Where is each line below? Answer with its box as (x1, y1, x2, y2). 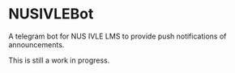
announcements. (8, 39, 65, 49)
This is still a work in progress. (8, 55, 110, 65)
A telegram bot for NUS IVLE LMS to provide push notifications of (8, 31, 227, 41)
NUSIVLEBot (8, 5, 94, 23)
